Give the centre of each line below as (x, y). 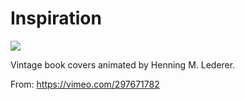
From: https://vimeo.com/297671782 (85, 84)
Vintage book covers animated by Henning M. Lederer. (123, 64)
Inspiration (56, 18)
